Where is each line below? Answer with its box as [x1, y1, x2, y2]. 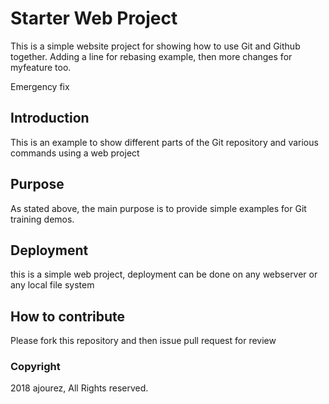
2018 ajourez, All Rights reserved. [10, 382, 149, 394]
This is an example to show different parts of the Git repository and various [10, 136, 319, 148]
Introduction [10, 110, 90, 127]
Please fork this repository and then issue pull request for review [10, 335, 277, 347]
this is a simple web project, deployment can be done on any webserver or [10, 268, 318, 281]
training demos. [10, 213, 75, 225]
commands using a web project [10, 147, 140, 159]
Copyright [10, 360, 61, 374]
